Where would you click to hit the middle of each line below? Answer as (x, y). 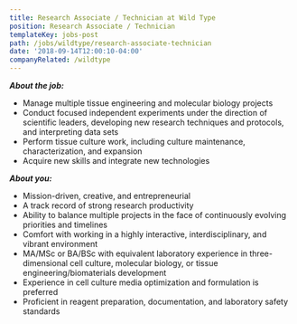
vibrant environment (60, 244)
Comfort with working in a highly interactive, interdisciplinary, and (144, 234)
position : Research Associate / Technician (93, 26)
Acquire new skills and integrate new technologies (116, 161)
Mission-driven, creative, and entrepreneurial (107, 196)
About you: (31, 178)
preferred (40, 292)
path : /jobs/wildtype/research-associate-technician (111, 43)
